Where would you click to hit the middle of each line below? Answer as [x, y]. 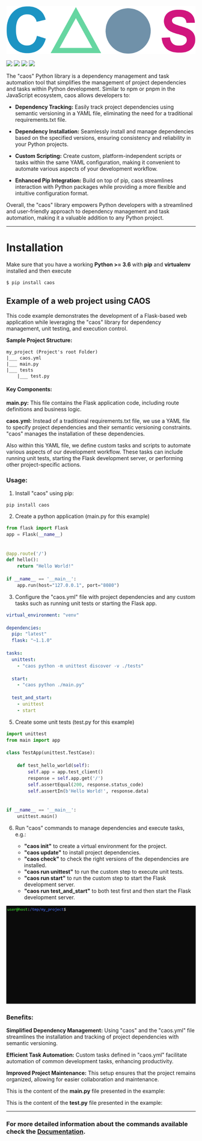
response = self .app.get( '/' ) [66, 778]
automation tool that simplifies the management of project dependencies [96, 82]
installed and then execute [39, 271]
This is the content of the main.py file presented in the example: [86, 1091]
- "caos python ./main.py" [51, 685]
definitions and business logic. [44, 409]
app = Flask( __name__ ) [35, 534]
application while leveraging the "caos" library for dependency [84, 322]
